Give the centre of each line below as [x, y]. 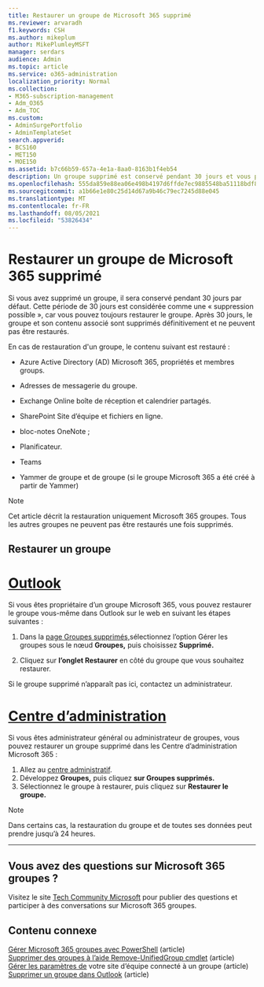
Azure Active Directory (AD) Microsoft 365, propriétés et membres [127, 362]
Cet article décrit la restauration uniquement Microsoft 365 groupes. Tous [127, 516]
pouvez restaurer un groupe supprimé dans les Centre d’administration [123, 746]
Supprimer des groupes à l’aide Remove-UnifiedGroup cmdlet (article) [121, 957]
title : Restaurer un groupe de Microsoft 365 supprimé [100, 15]
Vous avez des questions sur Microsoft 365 [117, 866]
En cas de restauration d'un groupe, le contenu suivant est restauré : [119, 347]
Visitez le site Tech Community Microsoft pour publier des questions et [123, 897]
